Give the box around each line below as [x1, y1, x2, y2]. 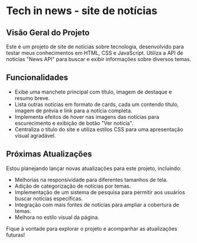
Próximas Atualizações [6, 149, 92, 159]
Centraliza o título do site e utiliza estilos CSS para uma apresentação [14, 125, 183, 133]
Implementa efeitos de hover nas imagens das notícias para [14, 113, 159, 120]
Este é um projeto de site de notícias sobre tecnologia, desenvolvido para [6, 43, 184, 50]
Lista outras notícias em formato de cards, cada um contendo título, [14, 101, 179, 108]
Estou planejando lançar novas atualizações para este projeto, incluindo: [6, 165, 182, 172]
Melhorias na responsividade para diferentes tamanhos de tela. [14, 176, 168, 183]
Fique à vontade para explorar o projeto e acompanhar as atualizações [6, 225, 178, 232]
